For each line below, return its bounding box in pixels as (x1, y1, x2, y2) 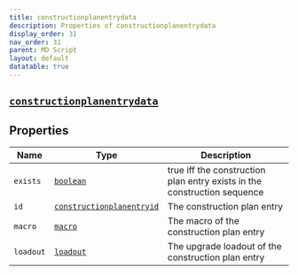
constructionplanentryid (54, 202, 160, 212)
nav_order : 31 (9, 37, 62, 47)
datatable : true (9, 63, 69, 72)
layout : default (9, 54, 69, 63)
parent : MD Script (9, 46, 77, 55)
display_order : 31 (9, 29, 77, 38)
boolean (54, 176, 87, 187)
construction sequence (167, 187, 264, 199)
